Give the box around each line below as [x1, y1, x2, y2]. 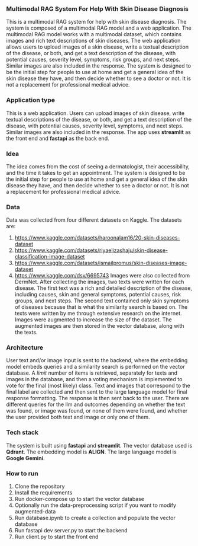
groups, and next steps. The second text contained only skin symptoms [14, 297, 189, 304]
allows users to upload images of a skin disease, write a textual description [6, 43, 189, 50]
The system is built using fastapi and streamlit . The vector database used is [6, 442, 193, 449]
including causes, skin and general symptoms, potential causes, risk [14, 291, 181, 298]
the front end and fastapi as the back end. [6, 135, 109, 142]
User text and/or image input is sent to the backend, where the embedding [6, 357, 188, 364]
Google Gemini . [6, 454, 45, 461]
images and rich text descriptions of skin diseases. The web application [6, 37, 181, 44]
